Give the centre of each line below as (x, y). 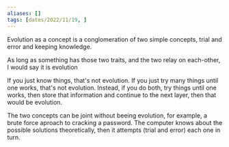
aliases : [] (24, 13)
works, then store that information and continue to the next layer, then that (112, 95)
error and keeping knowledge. (50, 46)
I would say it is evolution (43, 67)
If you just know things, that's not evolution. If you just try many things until (113, 80)
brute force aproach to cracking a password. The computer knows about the (115, 122)
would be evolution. (35, 102)
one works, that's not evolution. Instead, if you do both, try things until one (112, 88)
